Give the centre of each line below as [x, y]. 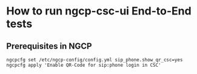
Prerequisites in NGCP [49, 46]
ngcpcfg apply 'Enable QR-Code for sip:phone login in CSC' [84, 65]
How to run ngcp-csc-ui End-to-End [99, 11]
